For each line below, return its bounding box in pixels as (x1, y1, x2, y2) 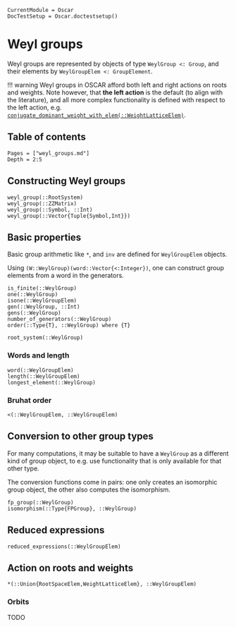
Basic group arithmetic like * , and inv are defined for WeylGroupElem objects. (7, 250, 228, 259)
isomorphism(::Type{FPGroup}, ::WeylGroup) (7, 505, 137, 512)
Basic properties (7, 231, 82, 243)
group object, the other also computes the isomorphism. (7, 485, 171, 494)
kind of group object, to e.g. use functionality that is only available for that (7, 456, 222, 465)
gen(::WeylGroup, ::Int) (7, 303, 80, 310)
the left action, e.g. (7, 103, 62, 111)
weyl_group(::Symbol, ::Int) (7, 206, 93, 213)
